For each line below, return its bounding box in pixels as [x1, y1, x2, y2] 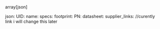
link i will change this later [5, 19, 58, 24]
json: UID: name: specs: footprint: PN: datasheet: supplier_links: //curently [5, 14, 155, 19]
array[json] [5, 4, 28, 10]
